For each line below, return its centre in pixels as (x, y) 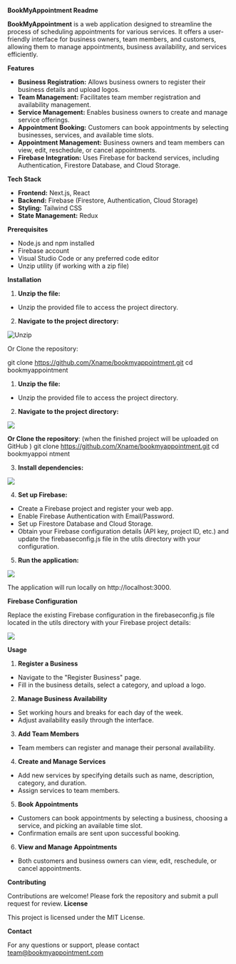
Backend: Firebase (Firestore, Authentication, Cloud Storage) (108, 200)
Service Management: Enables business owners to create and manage (123, 112)
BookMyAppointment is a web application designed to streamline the (110, 24)
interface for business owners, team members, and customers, (124, 39)
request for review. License (48, 903)
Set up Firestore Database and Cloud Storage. (85, 524)
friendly (19, 39)
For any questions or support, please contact (73, 945)
